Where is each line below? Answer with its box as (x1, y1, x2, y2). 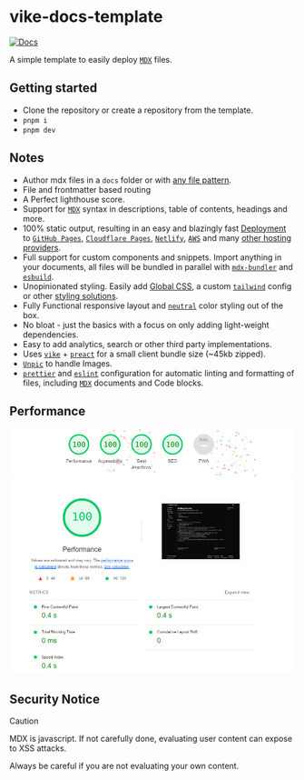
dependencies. (22, 329, 79, 340)
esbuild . (22, 271, 54, 282)
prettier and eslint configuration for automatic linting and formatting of (22, 367, 295, 378)
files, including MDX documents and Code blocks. (22, 377, 204, 388)
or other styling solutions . (22, 290, 119, 301)
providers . (22, 242, 62, 253)
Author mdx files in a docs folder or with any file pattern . (22, 175, 232, 185)
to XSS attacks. (9, 743, 67, 754)
